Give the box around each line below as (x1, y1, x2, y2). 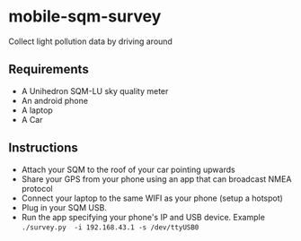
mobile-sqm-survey (8, 6, 162, 27)
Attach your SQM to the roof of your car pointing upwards (21, 164, 235, 175)
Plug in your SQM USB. (21, 202, 107, 212)
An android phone (21, 95, 89, 106)
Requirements (8, 62, 89, 77)
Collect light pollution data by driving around (8, 36, 173, 47)
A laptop (21, 105, 53, 116)
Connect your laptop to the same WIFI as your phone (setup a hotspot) (21, 193, 284, 203)
